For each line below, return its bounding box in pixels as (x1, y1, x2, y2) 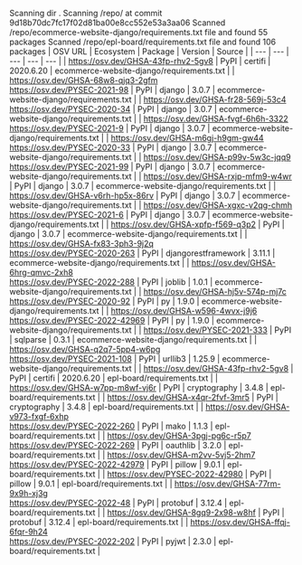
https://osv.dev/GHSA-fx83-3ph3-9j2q (9, 239, 154, 249)
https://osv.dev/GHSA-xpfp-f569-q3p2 (110, 219, 256, 230)
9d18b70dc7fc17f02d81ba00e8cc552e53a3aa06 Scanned (9, 17, 226, 28)
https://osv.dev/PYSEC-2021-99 (9, 162, 129, 172)
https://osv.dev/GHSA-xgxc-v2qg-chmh (143, 200, 293, 211)
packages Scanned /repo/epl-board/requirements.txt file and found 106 (9, 36, 277, 47)
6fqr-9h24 (9, 526, 48, 537)
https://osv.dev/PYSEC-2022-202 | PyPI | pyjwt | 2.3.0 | (9, 536, 217, 546)
